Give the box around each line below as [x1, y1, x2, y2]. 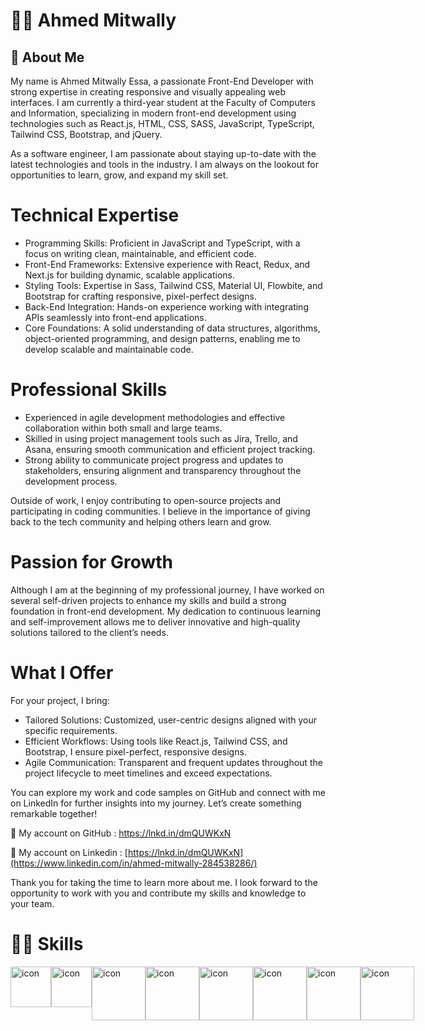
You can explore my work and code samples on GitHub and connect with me [10, 786, 327, 798]
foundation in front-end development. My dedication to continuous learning [10, 605, 322, 617]
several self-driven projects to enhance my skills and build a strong [10, 594, 287, 606]
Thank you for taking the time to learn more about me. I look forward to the [10, 876, 318, 888]
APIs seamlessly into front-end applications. [24, 311, 207, 323]
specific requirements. [24, 724, 118, 736]
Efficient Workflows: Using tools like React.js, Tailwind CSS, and [24, 735, 288, 747]
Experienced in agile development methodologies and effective [24, 411, 286, 423]
